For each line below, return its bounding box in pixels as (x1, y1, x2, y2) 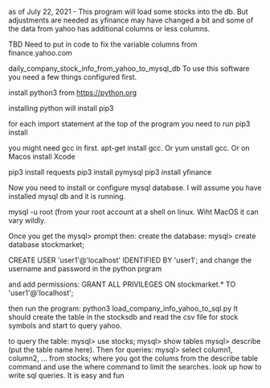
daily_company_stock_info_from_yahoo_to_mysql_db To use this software (8, 64, 250, 73)
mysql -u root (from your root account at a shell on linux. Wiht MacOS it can (8, 207, 259, 217)
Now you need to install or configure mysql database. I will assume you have (8, 183, 262, 192)
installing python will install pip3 (8, 104, 114, 113)
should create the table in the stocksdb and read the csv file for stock (8, 312, 239, 321)
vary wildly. (8, 216, 47, 225)
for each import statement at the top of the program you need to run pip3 (8, 119, 251, 128)
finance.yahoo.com (8, 48, 72, 57)
